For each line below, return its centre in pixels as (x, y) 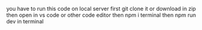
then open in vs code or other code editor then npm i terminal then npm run (101, 15)
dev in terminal (25, 21)
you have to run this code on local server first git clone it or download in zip (101, 9)
